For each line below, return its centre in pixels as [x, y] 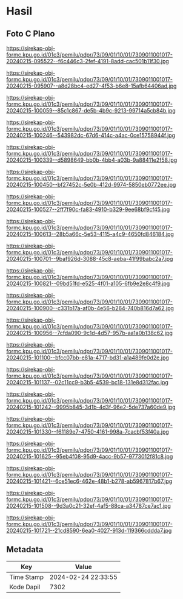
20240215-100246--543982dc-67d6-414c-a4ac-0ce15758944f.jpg [91, 135]
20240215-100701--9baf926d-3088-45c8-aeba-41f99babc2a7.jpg [90, 259]
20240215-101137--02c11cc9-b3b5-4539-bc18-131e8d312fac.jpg [87, 382]
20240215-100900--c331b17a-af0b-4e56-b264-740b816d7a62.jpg [90, 308]
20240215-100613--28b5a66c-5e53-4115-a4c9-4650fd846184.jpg [90, 234]
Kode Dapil [25, 587]
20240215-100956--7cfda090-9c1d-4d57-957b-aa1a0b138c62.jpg [89, 333]
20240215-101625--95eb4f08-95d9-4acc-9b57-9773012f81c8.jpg [90, 456]
